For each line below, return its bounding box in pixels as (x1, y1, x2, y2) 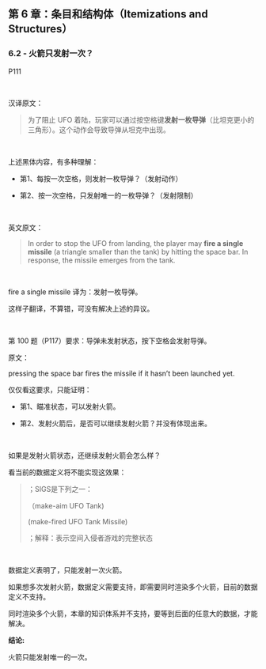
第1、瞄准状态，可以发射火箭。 (19, 402, 120, 411)
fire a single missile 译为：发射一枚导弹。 (8, 287, 142, 297)
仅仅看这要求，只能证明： (8, 384, 92, 394)
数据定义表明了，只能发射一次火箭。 (8, 565, 127, 575)
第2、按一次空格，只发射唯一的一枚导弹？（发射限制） (19, 191, 198, 200)
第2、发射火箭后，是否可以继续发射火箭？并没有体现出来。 (19, 418, 212, 428)
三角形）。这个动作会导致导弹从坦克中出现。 (27, 125, 170, 134)
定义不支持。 (8, 592, 50, 601)
